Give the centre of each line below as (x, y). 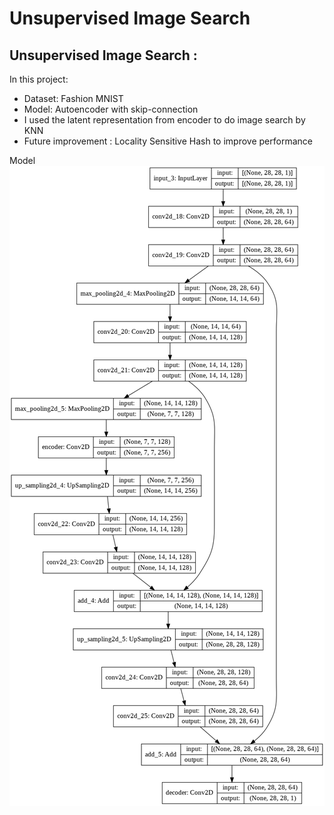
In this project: (39, 79)
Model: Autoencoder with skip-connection (111, 109)
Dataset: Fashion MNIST (73, 98)
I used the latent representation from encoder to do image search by (164, 120)
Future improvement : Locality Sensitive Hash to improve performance (168, 141)
